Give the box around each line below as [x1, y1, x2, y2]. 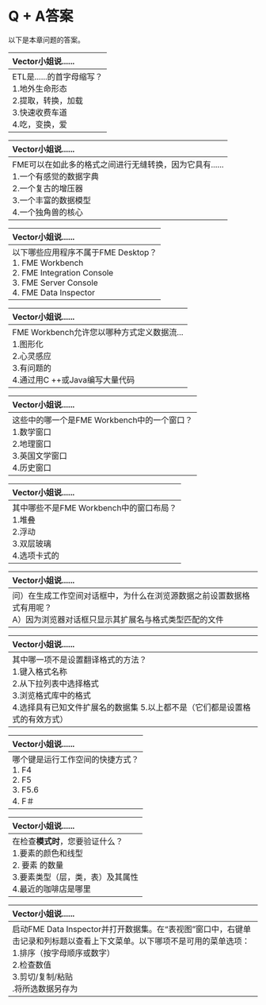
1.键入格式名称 [12, 666, 67, 677]
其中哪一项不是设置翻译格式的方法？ [12, 654, 148, 665]
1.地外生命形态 [12, 83, 67, 94]
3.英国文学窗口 [12, 450, 67, 461]
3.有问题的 [12, 362, 51, 373]
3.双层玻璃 [12, 537, 51, 549]
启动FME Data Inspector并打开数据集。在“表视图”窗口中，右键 [12, 923, 244, 934]
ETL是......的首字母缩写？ [12, 71, 103, 82]
